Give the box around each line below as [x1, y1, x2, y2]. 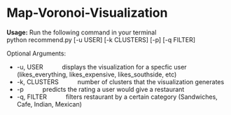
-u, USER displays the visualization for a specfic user [16, 62, 187, 71]
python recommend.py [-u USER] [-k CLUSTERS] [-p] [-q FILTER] [6, 35, 196, 43]
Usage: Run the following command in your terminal [6, 28, 157, 36]
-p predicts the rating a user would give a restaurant [16, 85, 185, 93]
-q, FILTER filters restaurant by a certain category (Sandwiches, [16, 93, 218, 101]
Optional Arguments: [6, 49, 66, 57]
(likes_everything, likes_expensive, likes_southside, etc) [16, 70, 177, 79]
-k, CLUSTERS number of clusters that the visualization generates [16, 77, 225, 86]
